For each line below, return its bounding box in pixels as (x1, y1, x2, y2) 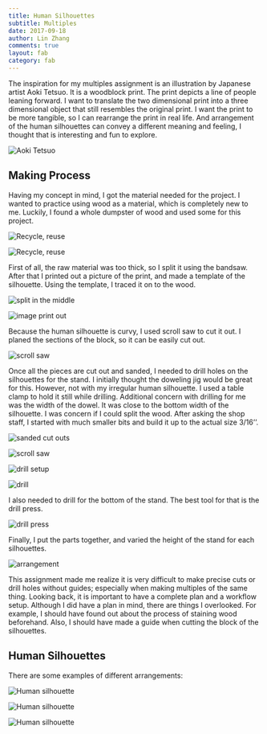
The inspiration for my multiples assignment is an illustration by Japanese (8, 78, 251, 88)
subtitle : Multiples (8, 19, 78, 27)
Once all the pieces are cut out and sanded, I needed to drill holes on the (8, 366, 249, 375)
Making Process (8, 169, 91, 182)
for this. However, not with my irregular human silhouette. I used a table (8, 383, 245, 392)
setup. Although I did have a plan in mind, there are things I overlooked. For (8, 600, 257, 609)
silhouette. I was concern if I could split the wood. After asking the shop (8, 408, 245, 418)
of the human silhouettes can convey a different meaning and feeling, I (8, 121, 242, 131)
